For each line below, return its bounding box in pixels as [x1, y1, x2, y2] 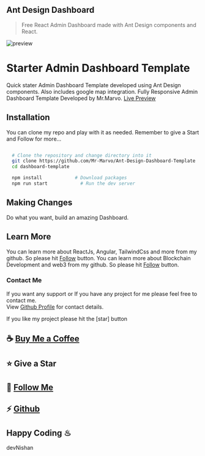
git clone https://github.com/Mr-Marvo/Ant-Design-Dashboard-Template [12, 158, 196, 164]
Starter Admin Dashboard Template [6, 61, 190, 75]
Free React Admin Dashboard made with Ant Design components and [21, 21, 197, 28]
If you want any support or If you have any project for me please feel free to [6, 290, 198, 297]
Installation [6, 112, 50, 123]
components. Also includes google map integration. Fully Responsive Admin [6, 88, 198, 95]
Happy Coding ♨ [6, 428, 72, 438]
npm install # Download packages [12, 175, 127, 181]
